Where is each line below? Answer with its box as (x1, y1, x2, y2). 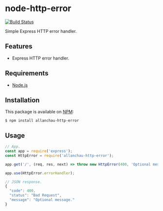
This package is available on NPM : (5, 109, 74, 115)
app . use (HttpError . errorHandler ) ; (5, 170, 75, 176)
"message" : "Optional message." (9, 197, 75, 202)
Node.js (12, 82, 28, 88)
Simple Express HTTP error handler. (5, 28, 77, 34)
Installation (5, 96, 40, 104)
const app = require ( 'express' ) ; (5, 149, 73, 154)
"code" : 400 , (9, 188, 36, 194)
